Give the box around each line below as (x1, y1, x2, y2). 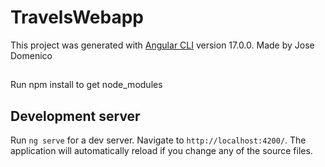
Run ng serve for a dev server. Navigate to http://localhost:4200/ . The (10, 134, 307, 146)
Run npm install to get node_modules (10, 79, 163, 91)
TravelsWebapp (10, 6, 145, 29)
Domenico (10, 49, 53, 61)
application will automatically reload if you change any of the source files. (10, 145, 313, 157)
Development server (10, 107, 141, 125)
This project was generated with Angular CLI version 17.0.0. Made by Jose (10, 39, 315, 51)
